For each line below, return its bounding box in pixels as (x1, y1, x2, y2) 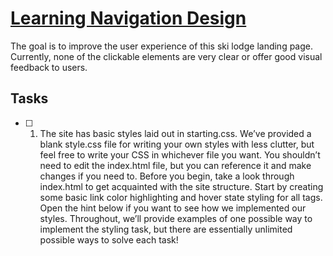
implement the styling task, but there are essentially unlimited (39, 223, 293, 235)
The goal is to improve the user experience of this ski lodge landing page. (10, 40, 314, 52)
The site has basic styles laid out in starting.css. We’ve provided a (39, 127, 312, 139)
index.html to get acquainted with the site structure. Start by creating (39, 180, 324, 192)
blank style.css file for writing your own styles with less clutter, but (39, 138, 315, 150)
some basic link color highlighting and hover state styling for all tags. (39, 191, 323, 203)
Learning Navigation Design (10, 7, 247, 30)
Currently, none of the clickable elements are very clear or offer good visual (10, 50, 323, 62)
